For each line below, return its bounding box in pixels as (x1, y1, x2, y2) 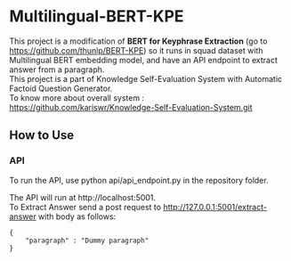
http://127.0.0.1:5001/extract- (163, 201, 267, 212)
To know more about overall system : (9, 92, 145, 103)
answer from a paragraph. (9, 64, 105, 75)
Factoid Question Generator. (9, 83, 113, 94)
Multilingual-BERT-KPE (9, 6, 184, 27)
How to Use (9, 127, 75, 143)
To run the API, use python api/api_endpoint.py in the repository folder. (9, 175, 269, 185)
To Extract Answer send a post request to (9, 201, 162, 212)
